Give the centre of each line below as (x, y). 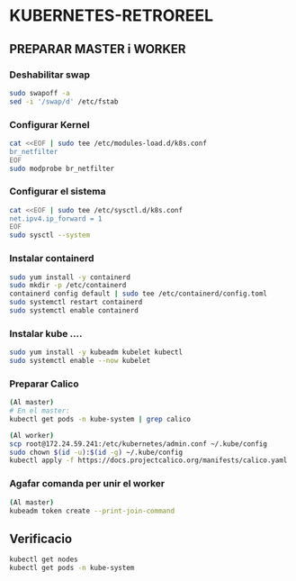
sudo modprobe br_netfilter (62, 168)
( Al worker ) (31, 435)
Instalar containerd (52, 259)
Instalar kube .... (46, 333)
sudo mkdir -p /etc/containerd (68, 286)
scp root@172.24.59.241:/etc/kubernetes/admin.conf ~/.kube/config (139, 444)
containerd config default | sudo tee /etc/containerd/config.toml (139, 294)
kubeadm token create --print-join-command (92, 511)
